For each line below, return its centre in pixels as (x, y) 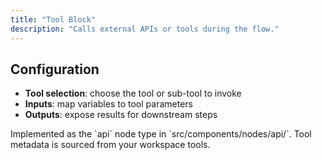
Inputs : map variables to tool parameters (108, 104)
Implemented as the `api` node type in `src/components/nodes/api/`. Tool (161, 134)
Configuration (55, 69)
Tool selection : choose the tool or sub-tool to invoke (133, 93)
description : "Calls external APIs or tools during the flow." (145, 29)
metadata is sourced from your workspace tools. (110, 145)
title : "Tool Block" (53, 19)
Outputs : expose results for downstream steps (121, 115)
